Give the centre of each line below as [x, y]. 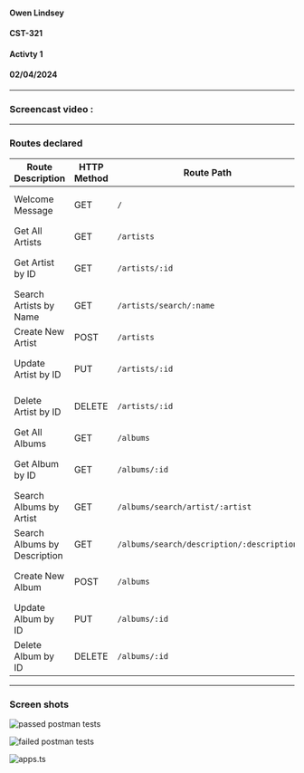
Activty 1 [26, 53]
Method [91, 178]
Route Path [208, 172]
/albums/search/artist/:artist [184, 506]
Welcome [34, 199]
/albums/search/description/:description [208, 544]
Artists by [34, 305]
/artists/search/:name [166, 305]
